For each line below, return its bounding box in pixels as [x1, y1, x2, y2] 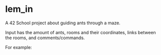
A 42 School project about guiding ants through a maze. [5, 20, 121, 26]
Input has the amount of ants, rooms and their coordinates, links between [5, 29, 156, 35]
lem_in [5, 3, 33, 15]
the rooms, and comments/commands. [5, 35, 85, 41]
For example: [5, 44, 32, 50]
